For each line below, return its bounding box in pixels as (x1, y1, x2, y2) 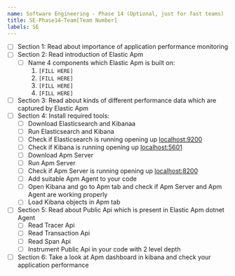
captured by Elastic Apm (17, 104, 89, 112)
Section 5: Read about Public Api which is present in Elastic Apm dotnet (17, 206, 224, 214)
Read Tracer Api (27, 221, 75, 230)
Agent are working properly (27, 191, 108, 199)
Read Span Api (27, 237, 72, 245)
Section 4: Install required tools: (17, 111, 110, 120)
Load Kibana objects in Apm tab (27, 198, 121, 207)
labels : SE (7, 23, 39, 30)
